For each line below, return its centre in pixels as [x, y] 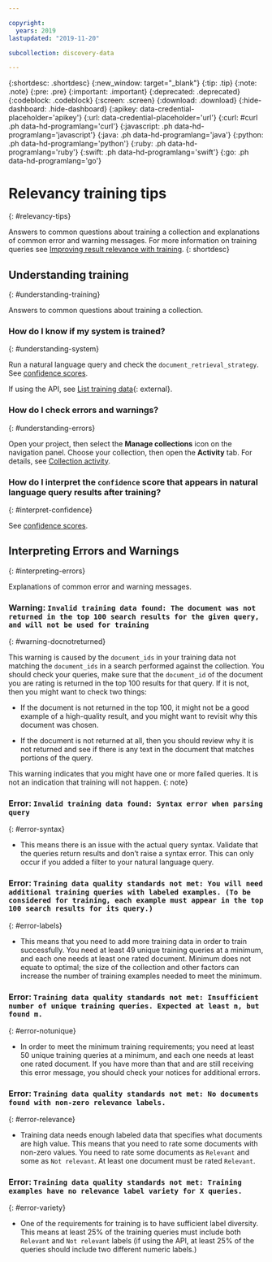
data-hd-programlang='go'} [55, 161]
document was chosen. [59, 725]
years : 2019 [36, 30]
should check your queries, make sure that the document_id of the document [136, 675]
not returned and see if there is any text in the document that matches [137, 749]
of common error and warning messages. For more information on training [133, 241]
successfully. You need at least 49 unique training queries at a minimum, [142, 950]
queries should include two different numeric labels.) [108, 1250]
